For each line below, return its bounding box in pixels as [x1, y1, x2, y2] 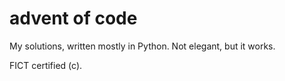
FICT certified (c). [9, 59, 83, 71]
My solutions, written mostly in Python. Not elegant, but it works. [9, 40, 276, 52]
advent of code [9, 7, 138, 30]
